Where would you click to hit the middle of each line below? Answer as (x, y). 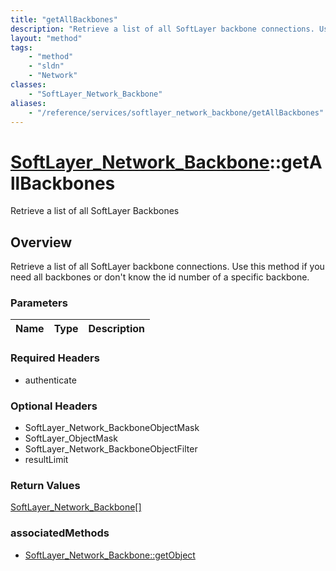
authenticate (50, 380)
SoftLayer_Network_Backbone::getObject (110, 555)
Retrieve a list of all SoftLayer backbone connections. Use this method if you (167, 267)
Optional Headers (54, 406)
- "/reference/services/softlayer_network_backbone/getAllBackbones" (176, 112)
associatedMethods (60, 533)
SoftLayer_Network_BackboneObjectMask (112, 428)
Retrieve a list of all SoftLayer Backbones (95, 211)
